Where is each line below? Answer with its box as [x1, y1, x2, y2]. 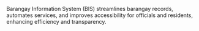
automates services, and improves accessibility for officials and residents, [6, 12, 193, 19]
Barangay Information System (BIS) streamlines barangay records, [6, 5, 173, 12]
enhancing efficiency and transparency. [6, 18, 107, 25]
